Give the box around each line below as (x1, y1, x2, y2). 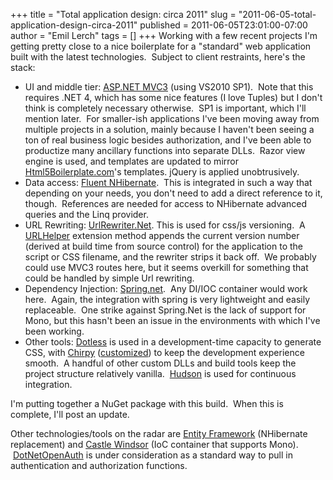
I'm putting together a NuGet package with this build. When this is (10, 398, 284, 409)
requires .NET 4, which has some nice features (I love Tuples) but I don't (24, 92, 323, 103)
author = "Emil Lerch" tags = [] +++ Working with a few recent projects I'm (10, 30, 318, 41)
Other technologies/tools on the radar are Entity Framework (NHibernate (10, 428, 308, 439)
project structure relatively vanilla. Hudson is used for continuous (24, 368, 297, 379)
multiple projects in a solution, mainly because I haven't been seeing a (24, 124, 315, 135)
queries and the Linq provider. (24, 209, 149, 220)
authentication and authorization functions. (10, 460, 188, 471)
